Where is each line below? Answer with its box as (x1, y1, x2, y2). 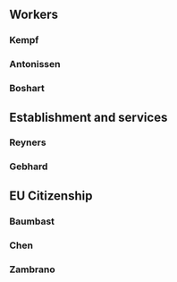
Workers (9, 7, 59, 22)
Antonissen (9, 58, 61, 71)
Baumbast (9, 215, 55, 227)
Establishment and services (9, 109, 168, 124)
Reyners (9, 136, 46, 149)
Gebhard (9, 160, 48, 173)
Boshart (9, 82, 45, 95)
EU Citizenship (9, 188, 93, 203)
